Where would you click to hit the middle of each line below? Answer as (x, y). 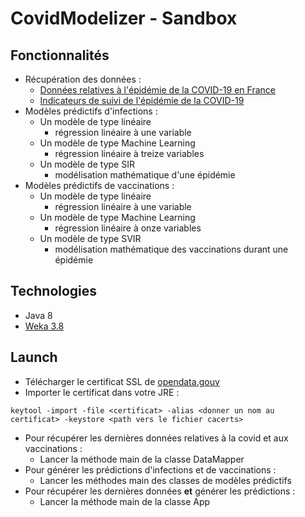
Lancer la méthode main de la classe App (125, 501)
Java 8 (38, 315)
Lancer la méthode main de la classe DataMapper (142, 459)
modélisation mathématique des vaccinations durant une (171, 249)
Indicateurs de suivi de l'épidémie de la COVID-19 (142, 100)
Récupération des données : (83, 79)
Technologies (54, 291)
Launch (34, 357)
